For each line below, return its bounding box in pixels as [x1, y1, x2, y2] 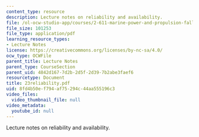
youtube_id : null [11, 108, 54, 114]
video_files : [6, 91, 38, 97]
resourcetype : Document [6, 75, 65, 81]
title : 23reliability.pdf [6, 81, 70, 87]
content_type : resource [6, 8, 65, 15]
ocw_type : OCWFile [6, 53, 52, 59]
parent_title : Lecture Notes [6, 58, 78, 64]
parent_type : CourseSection [6, 63, 76, 70]
